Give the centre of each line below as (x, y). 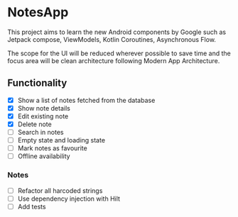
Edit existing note (43, 116)
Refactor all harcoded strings (60, 190)
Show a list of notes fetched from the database (86, 100)
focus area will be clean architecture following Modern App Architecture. (114, 60)
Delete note (34, 124)
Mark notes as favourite (52, 148)
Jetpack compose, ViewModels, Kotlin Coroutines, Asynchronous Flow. (112, 39)
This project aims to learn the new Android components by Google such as (117, 32)
